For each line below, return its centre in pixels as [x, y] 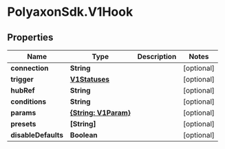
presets [23, 124]
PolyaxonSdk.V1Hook [70, 12]
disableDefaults [37, 135]
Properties [30, 37]
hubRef [23, 90]
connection [30, 68]
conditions [29, 102]
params [23, 113]
